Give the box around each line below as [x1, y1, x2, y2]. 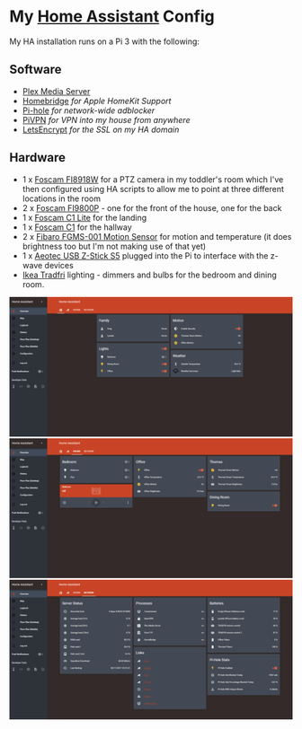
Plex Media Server [22, 85, 91, 96]
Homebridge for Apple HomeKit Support [22, 95, 172, 106]
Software [9, 62, 62, 77]
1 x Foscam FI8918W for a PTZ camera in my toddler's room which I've [22, 173, 284, 185]
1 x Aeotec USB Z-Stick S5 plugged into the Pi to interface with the [22, 250, 269, 261]
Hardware [9, 150, 66, 165]
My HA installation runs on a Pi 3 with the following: [9, 36, 200, 47]
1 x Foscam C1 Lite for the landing [22, 212, 147, 223]
